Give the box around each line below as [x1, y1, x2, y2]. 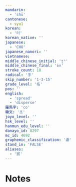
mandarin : [5, 7, 26, 12]
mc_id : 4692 [5, 133, 30, 138]
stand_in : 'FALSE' [5, 142, 43, 147]
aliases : [5, 147, 23, 152]
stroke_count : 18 [5, 68, 41, 73]
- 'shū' [9, 12, 26, 17]
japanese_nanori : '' [5, 49, 48, 54]
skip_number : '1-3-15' [5, 77, 52, 82]
